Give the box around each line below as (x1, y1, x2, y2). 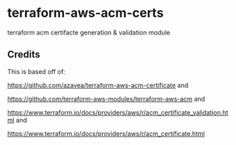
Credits (7, 49, 41, 61)
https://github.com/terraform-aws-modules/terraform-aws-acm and (7, 94, 206, 103)
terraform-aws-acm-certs (7, 5, 164, 21)
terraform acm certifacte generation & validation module (7, 28, 170, 37)
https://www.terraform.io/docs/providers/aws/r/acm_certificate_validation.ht (7, 108, 229, 117)
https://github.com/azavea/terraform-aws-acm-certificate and (7, 81, 189, 89)
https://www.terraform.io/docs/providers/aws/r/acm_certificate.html (7, 129, 206, 138)
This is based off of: (7, 67, 66, 75)
